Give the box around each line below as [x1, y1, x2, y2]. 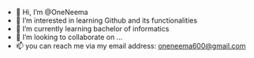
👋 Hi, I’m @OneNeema [15, 8, 88, 16]
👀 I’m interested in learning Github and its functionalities [15, 16, 198, 25]
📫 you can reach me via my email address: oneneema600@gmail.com [15, 42, 246, 50]
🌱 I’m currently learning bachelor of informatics [15, 24, 170, 33]
